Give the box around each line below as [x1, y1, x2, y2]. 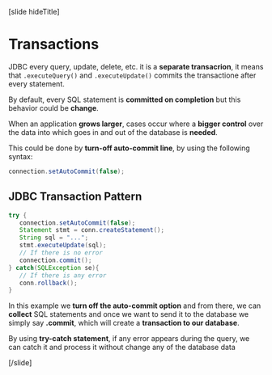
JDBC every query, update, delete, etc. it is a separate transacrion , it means [8, 61, 264, 71]
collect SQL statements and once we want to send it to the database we [8, 310, 249, 319]
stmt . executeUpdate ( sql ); [19, 242, 107, 250]
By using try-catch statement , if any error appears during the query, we [8, 334, 250, 343]
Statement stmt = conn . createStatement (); [19, 226, 164, 234]
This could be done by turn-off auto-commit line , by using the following [8, 143, 251, 153]
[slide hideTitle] [8, 7, 60, 16]
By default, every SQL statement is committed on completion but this [8, 95, 241, 104]
